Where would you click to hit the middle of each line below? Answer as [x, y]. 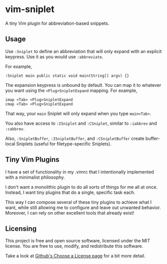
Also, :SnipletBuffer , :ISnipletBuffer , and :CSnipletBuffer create [75, 138]
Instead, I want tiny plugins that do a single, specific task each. [70, 192]
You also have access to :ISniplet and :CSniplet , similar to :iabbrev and [81, 123]
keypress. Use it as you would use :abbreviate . [54, 57]
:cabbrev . [15, 128]
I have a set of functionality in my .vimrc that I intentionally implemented [80, 172]
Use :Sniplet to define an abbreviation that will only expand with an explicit [83, 51]
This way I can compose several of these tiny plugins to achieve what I [78, 202]
